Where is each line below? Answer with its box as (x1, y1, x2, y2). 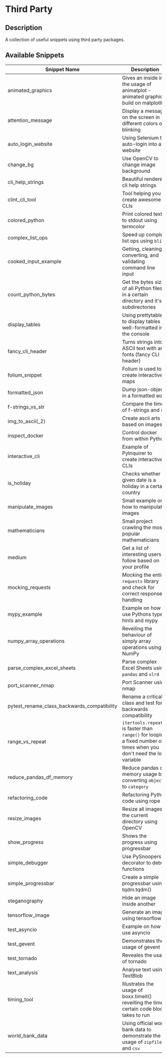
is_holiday (7, 480, 31, 487)
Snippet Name (45, 66, 80, 73)
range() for (122, 731, 148, 738)
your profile (122, 563, 149, 570)
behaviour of (122, 631, 152, 638)
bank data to (122, 1026, 152, 1033)
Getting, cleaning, (122, 245, 164, 252)
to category (122, 783, 149, 790)
